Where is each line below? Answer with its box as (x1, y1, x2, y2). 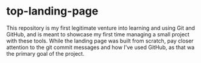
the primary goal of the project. (6, 50, 85, 57)
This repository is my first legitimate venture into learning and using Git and (6, 24, 196, 31)
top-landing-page (6, 4, 99, 18)
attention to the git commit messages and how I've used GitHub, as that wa (6, 44, 195, 51)
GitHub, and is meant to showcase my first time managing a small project (6, 30, 190, 38)
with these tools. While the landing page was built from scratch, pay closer (6, 37, 194, 44)
